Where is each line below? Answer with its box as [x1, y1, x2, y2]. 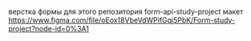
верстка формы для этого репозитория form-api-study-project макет [8, 7, 244, 16]
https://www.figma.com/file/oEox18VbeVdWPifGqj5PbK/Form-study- [8, 15, 236, 25]
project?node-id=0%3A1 [8, 24, 90, 33]
